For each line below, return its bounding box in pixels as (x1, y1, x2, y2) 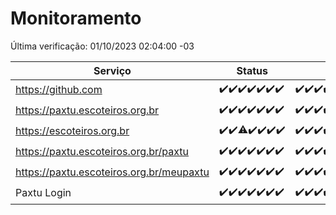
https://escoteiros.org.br (15, 124, 130, 138)
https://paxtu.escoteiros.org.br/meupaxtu (15, 165, 210, 179)
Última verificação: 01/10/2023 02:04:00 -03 (10, 40, 195, 52)
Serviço (93, 63, 132, 77)
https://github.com (15, 83, 103, 97)
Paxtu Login (15, 186, 72, 200)
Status (236, 63, 268, 77)
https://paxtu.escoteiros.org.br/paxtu (15, 145, 190, 159)
